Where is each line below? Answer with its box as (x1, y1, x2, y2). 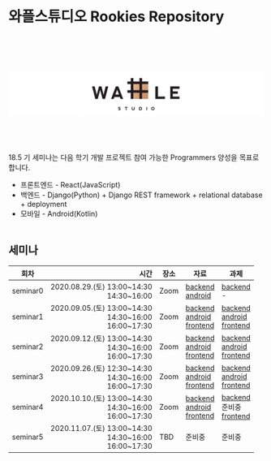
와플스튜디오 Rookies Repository (8, 7, 225, 26)
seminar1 (11, 312, 44, 321)
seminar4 (11, 402, 44, 411)
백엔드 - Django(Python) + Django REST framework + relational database (19, 190, 263, 200)
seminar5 (11, 432, 44, 442)
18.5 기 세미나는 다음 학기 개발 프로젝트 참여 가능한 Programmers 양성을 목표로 (8, 152, 260, 162)
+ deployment (19, 199, 67, 209)
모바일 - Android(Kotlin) (19, 209, 98, 218)
